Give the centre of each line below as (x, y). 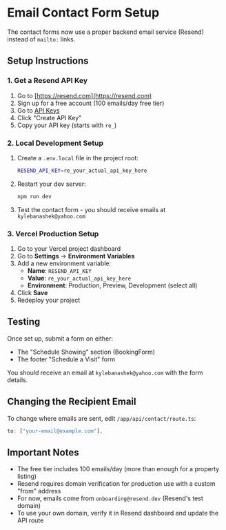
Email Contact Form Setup (83, 13)
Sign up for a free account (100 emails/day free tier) (91, 103)
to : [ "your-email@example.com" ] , (55, 431)
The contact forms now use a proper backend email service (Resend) (106, 32)
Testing (24, 322)
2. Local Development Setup (55, 143)
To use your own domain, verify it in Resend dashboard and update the (118, 513)
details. (18, 380)
